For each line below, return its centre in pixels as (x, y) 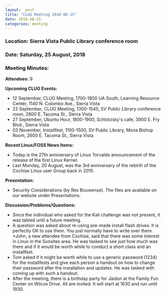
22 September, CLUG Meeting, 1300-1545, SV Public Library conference (86, 109)
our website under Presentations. (46, 195)
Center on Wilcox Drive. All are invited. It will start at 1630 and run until (85, 284)
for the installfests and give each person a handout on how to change (84, 262)
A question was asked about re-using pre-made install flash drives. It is (85, 225)
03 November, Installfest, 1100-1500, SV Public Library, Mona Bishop (83, 130)
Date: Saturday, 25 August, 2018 (45, 54)
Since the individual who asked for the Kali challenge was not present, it (86, 215)
